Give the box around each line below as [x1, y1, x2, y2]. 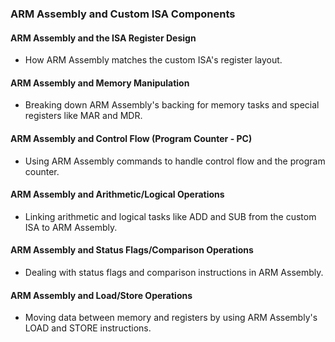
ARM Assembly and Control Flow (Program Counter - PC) [10, 132, 253, 144]
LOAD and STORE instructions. [24, 322, 152, 334]
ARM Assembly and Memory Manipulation [10, 77, 190, 89]
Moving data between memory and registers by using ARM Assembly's [24, 312, 318, 324]
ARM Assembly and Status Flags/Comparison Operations [10, 244, 254, 256]
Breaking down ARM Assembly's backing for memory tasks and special [24, 99, 320, 111]
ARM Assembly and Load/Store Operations [10, 289, 193, 301]
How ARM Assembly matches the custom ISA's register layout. [24, 54, 283, 66]
